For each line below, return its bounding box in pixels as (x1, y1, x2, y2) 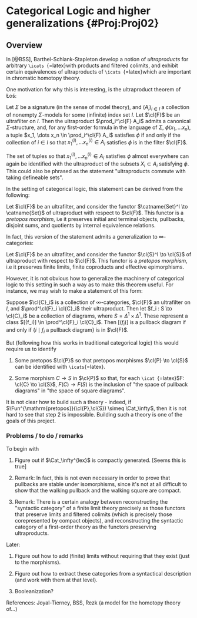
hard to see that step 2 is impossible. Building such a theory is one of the (6, 411, 183, 418)
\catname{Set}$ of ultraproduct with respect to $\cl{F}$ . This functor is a (6, 209, 184, 216)
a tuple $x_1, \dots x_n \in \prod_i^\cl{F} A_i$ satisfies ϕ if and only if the (6, 131, 181, 138)
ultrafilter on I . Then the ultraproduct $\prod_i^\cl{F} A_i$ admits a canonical (6, 117, 191, 124)
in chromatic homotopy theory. (6, 75, 81, 81)
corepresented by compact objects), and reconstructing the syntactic (14, 517, 183, 524)
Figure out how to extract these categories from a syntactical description (14, 570, 192, 577)
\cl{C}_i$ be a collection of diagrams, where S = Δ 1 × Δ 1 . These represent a (6, 311, 188, 319)
